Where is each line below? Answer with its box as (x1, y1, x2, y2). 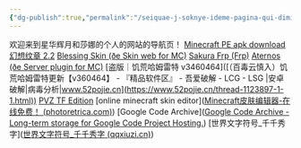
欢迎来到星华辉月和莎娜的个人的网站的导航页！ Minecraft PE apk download (9, 39, 286, 49)
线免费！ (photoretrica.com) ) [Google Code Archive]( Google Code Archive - (9, 106, 289, 117)
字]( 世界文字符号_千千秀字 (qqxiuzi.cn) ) (9, 128, 154, 139)
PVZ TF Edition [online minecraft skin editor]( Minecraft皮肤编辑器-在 (39, 95, 291, 106)
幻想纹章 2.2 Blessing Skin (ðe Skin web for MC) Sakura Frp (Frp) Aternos (9, 50, 280, 61)
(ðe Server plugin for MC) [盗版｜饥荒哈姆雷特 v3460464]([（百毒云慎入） (9, 61, 280, 72)
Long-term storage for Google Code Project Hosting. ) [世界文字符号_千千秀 (9, 118, 286, 128)
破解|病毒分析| (9, 83, 63, 94)
